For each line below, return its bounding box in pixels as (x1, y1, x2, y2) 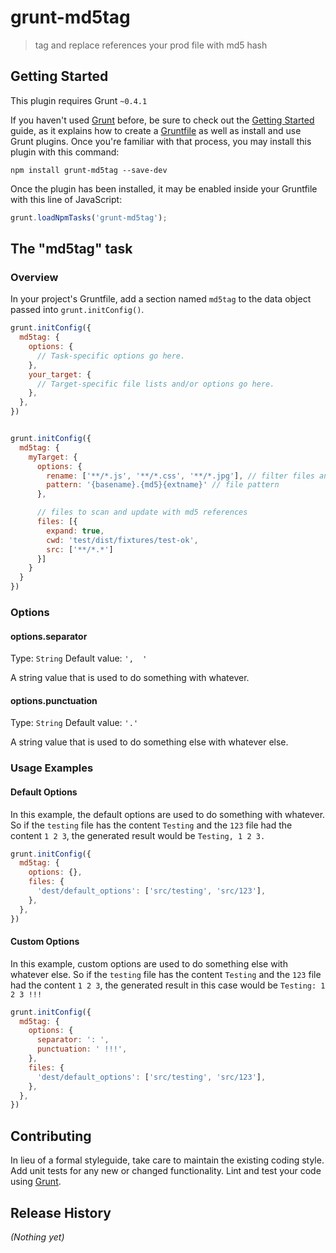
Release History (10, 1204, 112, 1221)
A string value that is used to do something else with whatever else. (10, 736, 289, 748)
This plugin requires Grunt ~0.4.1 (10, 94, 148, 106)
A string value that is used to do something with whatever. (10, 672, 250, 684)
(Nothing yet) (10, 1231, 65, 1243)
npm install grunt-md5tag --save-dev (10, 165, 168, 175)
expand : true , (46, 526, 105, 536)
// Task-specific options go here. (36, 351, 186, 361)
